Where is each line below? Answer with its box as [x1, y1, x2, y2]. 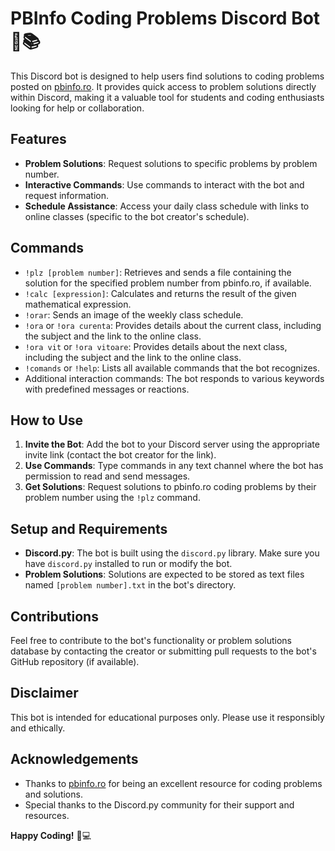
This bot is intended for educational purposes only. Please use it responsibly [10, 711, 325, 723]
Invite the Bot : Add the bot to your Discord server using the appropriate [24, 438, 320, 451]
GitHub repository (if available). [10, 656, 140, 667]
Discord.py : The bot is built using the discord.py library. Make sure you [24, 547, 320, 559]
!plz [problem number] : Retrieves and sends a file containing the [24, 266, 292, 278]
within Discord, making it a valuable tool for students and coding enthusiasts [10, 91, 325, 103]
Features [10, 131, 67, 148]
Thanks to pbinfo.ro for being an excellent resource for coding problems [24, 777, 323, 789]
